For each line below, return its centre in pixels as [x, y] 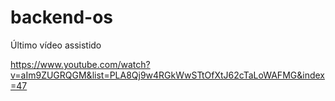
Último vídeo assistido [56, 45]
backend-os [61, 17]
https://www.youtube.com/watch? [80, 64]
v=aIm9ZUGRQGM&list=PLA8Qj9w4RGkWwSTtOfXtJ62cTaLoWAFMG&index [167, 75]
